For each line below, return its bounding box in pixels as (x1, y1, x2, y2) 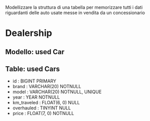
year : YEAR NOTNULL (12, 94, 60, 100)
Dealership (5, 27, 52, 39)
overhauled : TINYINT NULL (12, 105, 71, 111)
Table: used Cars (5, 64, 60, 73)
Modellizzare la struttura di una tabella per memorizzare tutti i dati (5, 5, 143, 10)
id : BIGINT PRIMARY (12, 78, 57, 84)
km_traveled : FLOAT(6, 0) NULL (12, 100, 80, 106)
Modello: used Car (5, 48, 65, 56)
